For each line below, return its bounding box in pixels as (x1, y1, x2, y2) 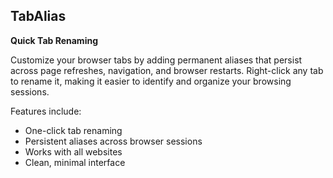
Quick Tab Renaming (10, 34, 98, 46)
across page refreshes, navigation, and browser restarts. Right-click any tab (10, 64, 324, 76)
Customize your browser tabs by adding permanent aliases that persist (10, 54, 303, 66)
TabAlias (10, 8, 67, 25)
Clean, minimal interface (24, 156, 126, 168)
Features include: (10, 105, 82, 117)
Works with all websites (24, 145, 123, 158)
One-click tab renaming (24, 124, 123, 136)
